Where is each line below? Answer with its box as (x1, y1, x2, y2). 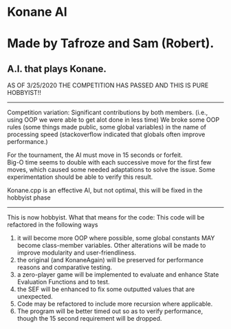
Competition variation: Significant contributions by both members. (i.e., (7, 108, 208, 117)
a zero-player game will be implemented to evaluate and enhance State (16, 270, 219, 279)
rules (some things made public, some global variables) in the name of (7, 123, 207, 131)
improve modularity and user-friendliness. (16, 248, 136, 257)
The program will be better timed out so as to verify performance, (16, 307, 203, 315)
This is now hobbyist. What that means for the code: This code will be (7, 213, 205, 222)
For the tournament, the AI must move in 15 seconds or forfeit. (7, 151, 183, 159)
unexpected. (16, 293, 53, 301)
